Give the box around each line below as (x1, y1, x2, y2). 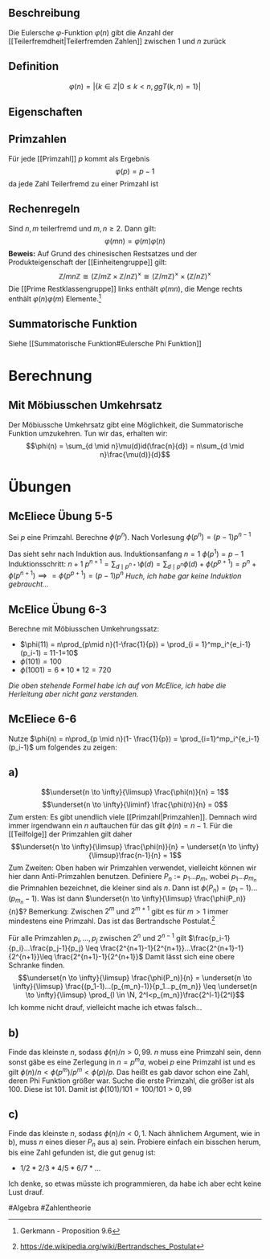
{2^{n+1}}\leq (8, 952, 53, 962)
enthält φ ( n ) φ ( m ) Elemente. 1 (8, 292, 102, 304)
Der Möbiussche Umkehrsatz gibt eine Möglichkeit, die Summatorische (8, 419, 243, 429)
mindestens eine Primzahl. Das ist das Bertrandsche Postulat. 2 (8, 915, 215, 926)
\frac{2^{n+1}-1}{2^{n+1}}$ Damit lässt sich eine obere (54, 952, 235, 962)
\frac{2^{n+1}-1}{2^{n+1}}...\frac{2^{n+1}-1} (100, 943, 244, 953)
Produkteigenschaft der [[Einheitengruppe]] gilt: (8, 257, 167, 267)
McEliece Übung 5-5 (8, 509, 113, 523)
